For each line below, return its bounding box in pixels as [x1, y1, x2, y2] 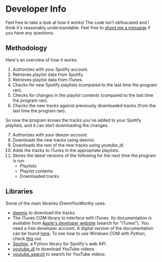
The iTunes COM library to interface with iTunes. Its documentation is [12, 215, 152, 221]
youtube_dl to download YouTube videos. [12, 246, 95, 252]
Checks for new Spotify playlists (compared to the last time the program [12, 82, 157, 88]
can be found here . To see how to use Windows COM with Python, [12, 230, 146, 236]
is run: [12, 157, 26, 164]
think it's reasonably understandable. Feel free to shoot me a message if [5, 24, 150, 30]
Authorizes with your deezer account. [12, 131, 88, 137]
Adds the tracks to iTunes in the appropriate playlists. [12, 147, 120, 153]
